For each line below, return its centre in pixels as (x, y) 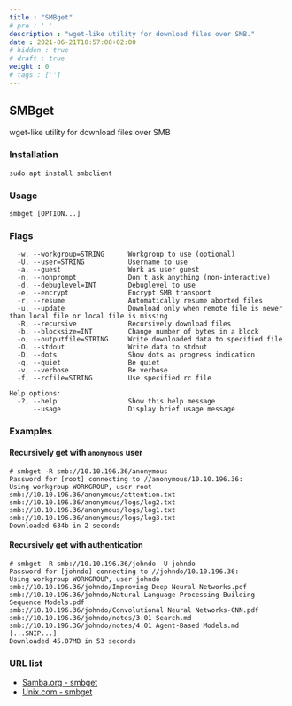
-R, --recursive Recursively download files (124, 324)
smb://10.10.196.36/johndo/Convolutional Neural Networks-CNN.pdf (134, 610)
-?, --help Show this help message (116, 402)
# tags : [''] (35, 75)
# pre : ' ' (31, 26)
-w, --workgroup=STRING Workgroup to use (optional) (127, 254)
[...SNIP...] (33, 633)
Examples (31, 432)
